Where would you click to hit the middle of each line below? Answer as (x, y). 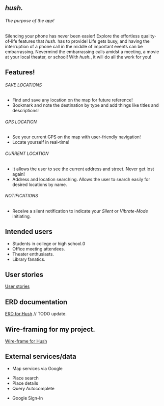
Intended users (29, 232)
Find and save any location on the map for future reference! (72, 100)
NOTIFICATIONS (22, 196)
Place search (25, 378)
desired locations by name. (40, 185)
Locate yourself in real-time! (41, 142)
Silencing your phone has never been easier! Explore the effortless (72, 36)
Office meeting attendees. (39, 249)
